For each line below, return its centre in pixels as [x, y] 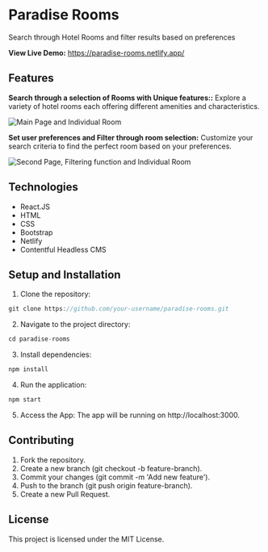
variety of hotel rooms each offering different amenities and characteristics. [134, 106]
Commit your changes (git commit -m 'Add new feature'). [115, 477]
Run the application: [53, 385]
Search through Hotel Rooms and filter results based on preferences [122, 37]
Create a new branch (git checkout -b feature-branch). [111, 468]
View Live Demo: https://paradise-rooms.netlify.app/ [96, 52]
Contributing [41, 440]
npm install [28, 370]
